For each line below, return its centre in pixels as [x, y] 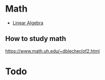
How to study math [36, 39]
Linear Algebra [28, 23]
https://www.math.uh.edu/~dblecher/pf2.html [52, 51]
